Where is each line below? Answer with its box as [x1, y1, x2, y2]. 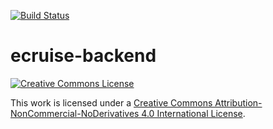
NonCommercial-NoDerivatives [10, 107, 140, 119]
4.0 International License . [141, 107, 246, 119]
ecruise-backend [10, 45, 157, 67]
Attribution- [214, 96, 263, 109]
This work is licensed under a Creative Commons [10, 96, 213, 109]
